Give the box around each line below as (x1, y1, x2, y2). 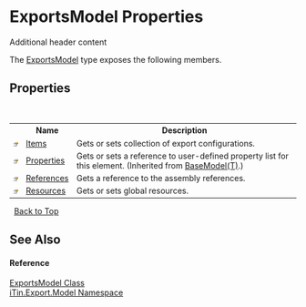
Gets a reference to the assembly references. (76, 173, 246, 183)
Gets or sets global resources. (76, 185, 189, 197)
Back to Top (13, 205, 59, 216)
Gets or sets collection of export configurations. (76, 138, 255, 148)
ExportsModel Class (9, 278, 85, 289)
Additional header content (9, 36, 107, 47)
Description (161, 125, 208, 136)
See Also (9, 232, 61, 248)
